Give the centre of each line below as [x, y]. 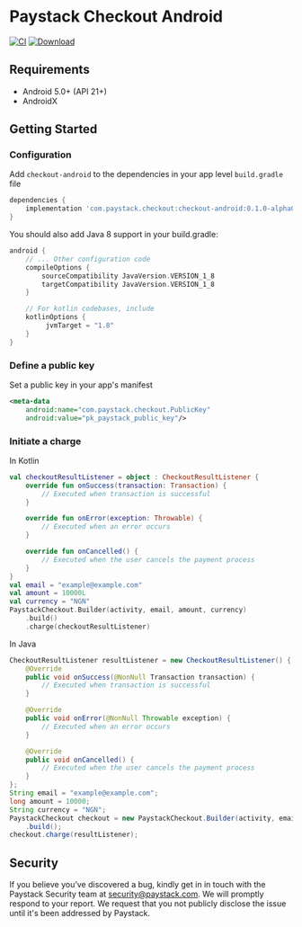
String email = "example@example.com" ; [84, 793]
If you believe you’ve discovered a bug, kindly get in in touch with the [138, 885]
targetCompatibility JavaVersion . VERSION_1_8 [129, 284]
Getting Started [53, 129]
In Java [23, 644]
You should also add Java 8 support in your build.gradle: [114, 235]
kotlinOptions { [56, 317]
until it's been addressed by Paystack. [80, 914]
